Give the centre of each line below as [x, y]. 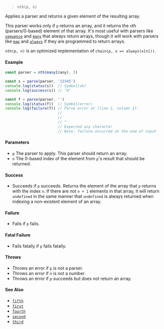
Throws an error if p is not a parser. [47, 268]
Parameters [17, 142]
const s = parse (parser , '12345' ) [40, 82]
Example [14, 62]
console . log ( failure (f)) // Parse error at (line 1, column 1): [72, 109]
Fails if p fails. [26, 224]
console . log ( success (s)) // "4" [38, 90]
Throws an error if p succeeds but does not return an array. [72, 278]
